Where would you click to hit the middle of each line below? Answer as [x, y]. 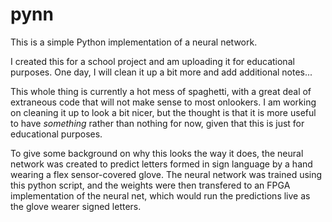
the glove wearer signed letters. [76, 206]
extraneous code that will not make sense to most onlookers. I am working [163, 102]
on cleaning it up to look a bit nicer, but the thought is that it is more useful [163, 112]
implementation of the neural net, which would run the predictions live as [160, 195]
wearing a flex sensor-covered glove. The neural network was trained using [166, 174]
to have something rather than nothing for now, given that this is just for [157, 123]
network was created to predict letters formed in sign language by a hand [161, 164]
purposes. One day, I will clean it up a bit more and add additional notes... [161, 72]
